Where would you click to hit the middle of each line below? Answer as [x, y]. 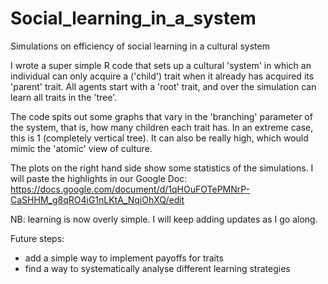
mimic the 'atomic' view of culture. [81, 148]
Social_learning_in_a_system [133, 18]
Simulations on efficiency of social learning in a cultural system [140, 46]
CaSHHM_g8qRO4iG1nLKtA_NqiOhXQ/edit [97, 199]
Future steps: [37, 238]
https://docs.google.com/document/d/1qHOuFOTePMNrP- [130, 189]
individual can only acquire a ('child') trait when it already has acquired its [162, 76]
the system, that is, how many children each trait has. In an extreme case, [162, 127]
